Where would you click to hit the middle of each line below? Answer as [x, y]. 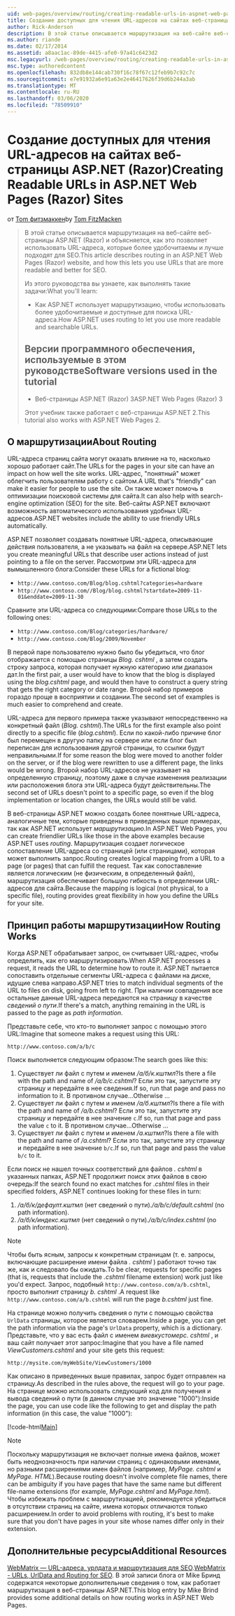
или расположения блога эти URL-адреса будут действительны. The [109, 785]
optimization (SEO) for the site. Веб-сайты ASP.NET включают [120, 503]
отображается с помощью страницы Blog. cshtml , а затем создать [108, 660]
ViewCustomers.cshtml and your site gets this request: [86, 1350]
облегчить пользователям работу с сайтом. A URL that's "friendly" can [112, 481]
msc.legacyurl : [29, 60]
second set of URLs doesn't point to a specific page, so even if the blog [111, 793]
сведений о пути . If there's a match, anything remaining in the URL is [106, 1005]
